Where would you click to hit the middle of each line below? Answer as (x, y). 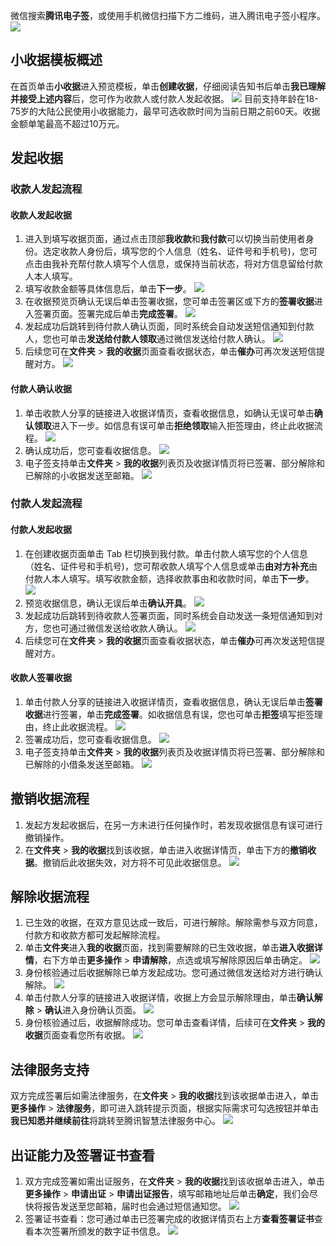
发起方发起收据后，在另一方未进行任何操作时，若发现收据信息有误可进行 (173, 825)
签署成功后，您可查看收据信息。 (90, 739)
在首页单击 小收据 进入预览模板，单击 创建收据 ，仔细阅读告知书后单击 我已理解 (168, 86)
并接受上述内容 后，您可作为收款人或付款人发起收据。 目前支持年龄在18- (164, 98)
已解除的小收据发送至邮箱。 (82, 475)
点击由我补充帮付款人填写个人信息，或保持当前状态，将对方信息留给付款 (173, 264)
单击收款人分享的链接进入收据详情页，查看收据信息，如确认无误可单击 (169, 413)
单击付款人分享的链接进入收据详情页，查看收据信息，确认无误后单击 (165, 701)
